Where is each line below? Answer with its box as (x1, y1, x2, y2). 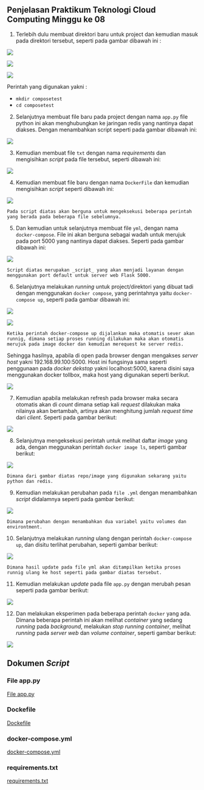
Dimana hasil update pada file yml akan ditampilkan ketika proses (7, 564, 182, 570)
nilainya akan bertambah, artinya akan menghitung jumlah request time (15, 407, 194, 414)
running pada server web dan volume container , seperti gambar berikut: (15, 629, 197, 636)
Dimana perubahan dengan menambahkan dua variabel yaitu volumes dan (7, 518, 187, 525)
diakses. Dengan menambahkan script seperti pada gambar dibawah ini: (15, 126, 197, 133)
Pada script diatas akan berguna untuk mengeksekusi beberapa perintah (7, 208, 192, 215)
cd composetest (15, 102, 55, 108)
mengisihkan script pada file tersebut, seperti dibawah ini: (15, 155, 161, 163)
